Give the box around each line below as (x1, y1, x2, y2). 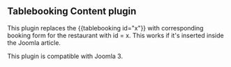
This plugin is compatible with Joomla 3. (7, 52, 124, 60)
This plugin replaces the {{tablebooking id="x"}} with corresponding (7, 23, 204, 32)
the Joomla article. (7, 38, 61, 47)
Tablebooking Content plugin (7, 6, 137, 17)
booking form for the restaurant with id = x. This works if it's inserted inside (7, 31, 225, 39)
